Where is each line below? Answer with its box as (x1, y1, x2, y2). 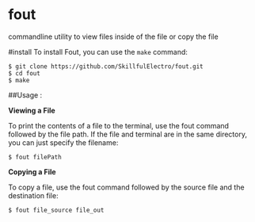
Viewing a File (8, 105, 55, 115)
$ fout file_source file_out (8, 206, 105, 214)
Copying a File (8, 166, 57, 176)
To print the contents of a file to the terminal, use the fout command (8, 121, 230, 130)
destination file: (8, 190, 59, 200)
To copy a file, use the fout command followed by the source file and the (8, 182, 245, 192)
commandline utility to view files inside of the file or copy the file (8, 32, 219, 41)
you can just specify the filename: (8, 137, 119, 147)
